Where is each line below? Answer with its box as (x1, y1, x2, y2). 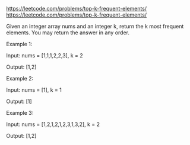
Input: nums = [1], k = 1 (6, 86, 62, 94)
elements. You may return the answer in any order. (6, 29, 129, 36)
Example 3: (6, 109, 34, 116)
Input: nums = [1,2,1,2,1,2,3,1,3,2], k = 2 (6, 121, 100, 128)
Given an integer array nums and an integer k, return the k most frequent (6, 23, 184, 30)
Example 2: (6, 75, 34, 82)
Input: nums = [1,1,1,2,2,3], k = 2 (6, 52, 83, 59)
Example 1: (6, 41, 33, 47)
